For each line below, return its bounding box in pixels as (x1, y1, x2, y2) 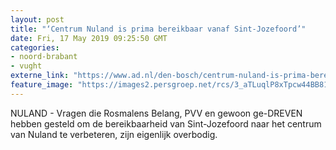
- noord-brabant (10, 52, 78, 62)
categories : (10, 42, 60, 53)
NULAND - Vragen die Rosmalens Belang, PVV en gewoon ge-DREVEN (10, 107, 303, 119)
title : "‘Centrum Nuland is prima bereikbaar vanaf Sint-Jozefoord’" (10, 24, 307, 34)
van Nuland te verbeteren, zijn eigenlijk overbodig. (10, 128, 218, 140)
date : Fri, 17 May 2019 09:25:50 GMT (10, 33, 168, 43)
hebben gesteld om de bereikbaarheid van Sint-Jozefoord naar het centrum (10, 117, 322, 130)
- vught (10, 61, 43, 71)
